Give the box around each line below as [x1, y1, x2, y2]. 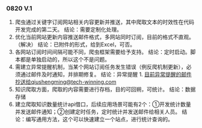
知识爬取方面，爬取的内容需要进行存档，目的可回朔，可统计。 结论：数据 [14, 86, 196, 93]
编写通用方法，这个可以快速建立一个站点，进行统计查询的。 [25, 115, 173, 123]
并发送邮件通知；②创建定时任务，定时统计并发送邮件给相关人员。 [14, 108, 181, 115]
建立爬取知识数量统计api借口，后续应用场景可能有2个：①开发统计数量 [14, 100, 191, 108]
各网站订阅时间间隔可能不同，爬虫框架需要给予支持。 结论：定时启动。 [14, 48, 191, 56]
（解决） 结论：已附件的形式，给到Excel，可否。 [14, 41, 136, 48]
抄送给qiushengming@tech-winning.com [14, 78, 117, 86]
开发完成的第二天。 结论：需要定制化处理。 [14, 26, 122, 33]
